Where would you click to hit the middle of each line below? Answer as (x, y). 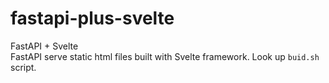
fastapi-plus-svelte (92, 18)
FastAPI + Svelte (44, 46)
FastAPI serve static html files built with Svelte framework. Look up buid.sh (165, 56)
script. (23, 67)
